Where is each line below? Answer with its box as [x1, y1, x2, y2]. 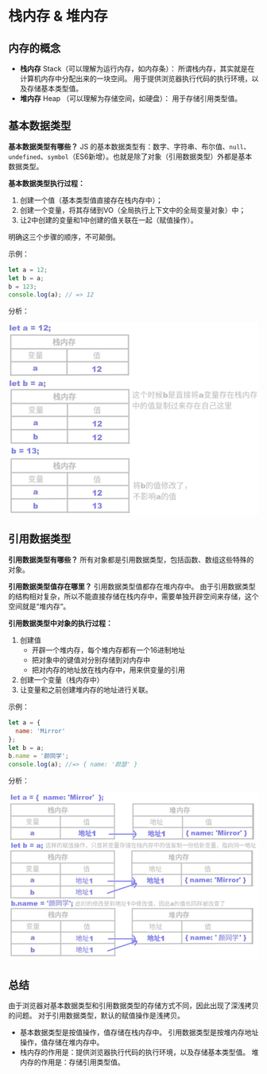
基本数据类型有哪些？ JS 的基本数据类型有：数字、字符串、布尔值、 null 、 [8, 141, 251, 151]
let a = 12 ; [8, 265, 48, 274]
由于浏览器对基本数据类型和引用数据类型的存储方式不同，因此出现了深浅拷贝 [8, 1001, 259, 1010]
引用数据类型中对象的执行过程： [8, 618, 113, 628]
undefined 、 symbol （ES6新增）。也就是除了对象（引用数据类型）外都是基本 [8, 152, 253, 161]
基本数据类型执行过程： [8, 178, 85, 187]
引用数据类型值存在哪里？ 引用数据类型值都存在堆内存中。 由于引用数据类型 [8, 581, 256, 591]
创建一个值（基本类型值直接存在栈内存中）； [19, 195, 163, 205]
